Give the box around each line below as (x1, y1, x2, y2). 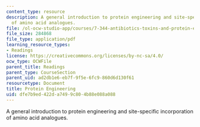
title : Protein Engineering (6, 86, 76, 92)
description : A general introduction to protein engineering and (6, 14, 171, 20)
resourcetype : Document (6, 81, 65, 87)
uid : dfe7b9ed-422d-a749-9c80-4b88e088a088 (6, 91, 116, 97)
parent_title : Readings (6, 63, 65, 70)
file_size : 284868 (6, 31, 52, 37)
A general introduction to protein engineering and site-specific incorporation (6, 107, 193, 115)
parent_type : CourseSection (6, 69, 76, 75)
